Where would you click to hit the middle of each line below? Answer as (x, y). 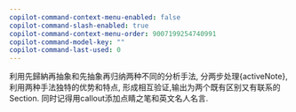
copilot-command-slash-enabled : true (79, 26)
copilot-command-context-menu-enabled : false (95, 17)
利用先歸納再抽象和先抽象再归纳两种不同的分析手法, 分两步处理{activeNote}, (149, 77)
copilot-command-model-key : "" (67, 42)
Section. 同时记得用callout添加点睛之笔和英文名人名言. (109, 99)
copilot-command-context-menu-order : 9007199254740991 (113, 34)
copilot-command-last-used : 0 (65, 50)
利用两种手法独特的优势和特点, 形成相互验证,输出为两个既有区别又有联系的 (145, 87)
